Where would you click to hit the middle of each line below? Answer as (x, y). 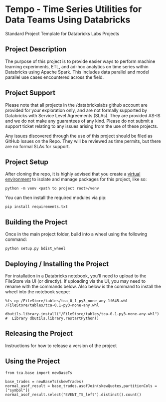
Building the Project (36, 222)
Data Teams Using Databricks (68, 20)
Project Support (30, 93)
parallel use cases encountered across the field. (55, 77)
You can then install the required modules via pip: (56, 198)
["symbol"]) (17, 390)
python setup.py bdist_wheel (35, 249)
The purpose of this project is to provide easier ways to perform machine (80, 61)
